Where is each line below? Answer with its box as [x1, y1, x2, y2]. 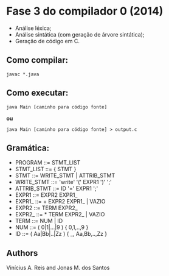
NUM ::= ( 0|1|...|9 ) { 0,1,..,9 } [15, 224, 89, 231]
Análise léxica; [15, 24, 52, 32]
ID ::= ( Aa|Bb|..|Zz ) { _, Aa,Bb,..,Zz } [15, 230, 108, 238]
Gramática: [6, 143, 50, 153]
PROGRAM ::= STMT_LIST [15, 159, 81, 166]
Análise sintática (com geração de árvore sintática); [15, 30, 145, 38]
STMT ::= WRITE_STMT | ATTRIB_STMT [15, 172, 116, 179]
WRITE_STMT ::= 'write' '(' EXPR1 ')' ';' [15, 179, 112, 186]
